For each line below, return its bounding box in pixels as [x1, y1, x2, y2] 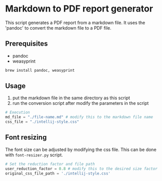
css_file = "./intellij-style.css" [5, 119, 79, 124]
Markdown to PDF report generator [5, 3, 153, 15]
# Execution [5, 110, 30, 115]
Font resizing [5, 133, 47, 142]
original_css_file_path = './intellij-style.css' [5, 171, 111, 176]
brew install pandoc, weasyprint [5, 68, 75, 73]
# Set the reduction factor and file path [5, 161, 95, 166]
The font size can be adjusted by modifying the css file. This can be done [5, 146, 156, 152]
